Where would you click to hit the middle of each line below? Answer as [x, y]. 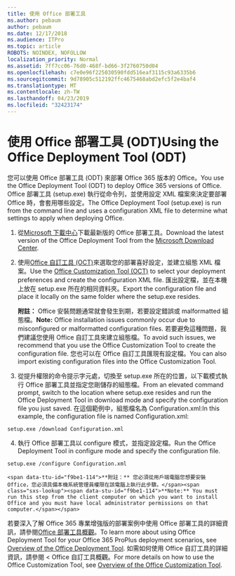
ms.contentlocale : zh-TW [43, 92]
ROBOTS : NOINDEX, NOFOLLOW [47, 53]
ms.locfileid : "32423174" [45, 105]
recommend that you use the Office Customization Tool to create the [116, 345]
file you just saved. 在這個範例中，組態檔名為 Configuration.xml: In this [119, 408]
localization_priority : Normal [53, 60]
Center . [28, 248]
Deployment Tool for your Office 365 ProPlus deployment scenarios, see [112, 540]
